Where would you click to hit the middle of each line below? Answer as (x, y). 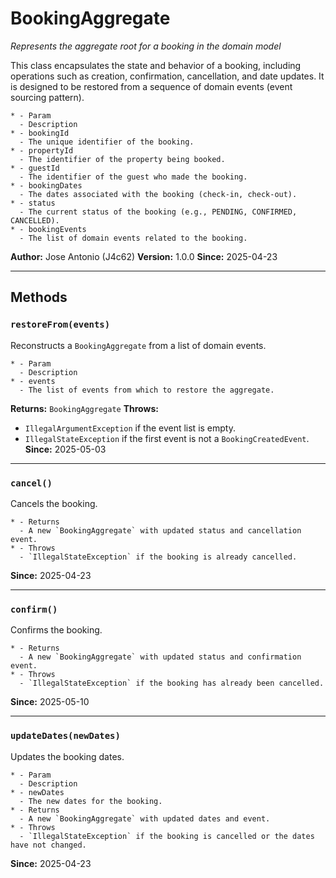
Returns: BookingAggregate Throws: (84, 408)
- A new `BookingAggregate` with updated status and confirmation (160, 657)
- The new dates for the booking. (91, 801)
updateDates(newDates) (65, 736)
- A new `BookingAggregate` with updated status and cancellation (160, 530)
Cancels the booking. (54, 503)
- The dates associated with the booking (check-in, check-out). (158, 194)
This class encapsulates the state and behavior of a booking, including (156, 65)
